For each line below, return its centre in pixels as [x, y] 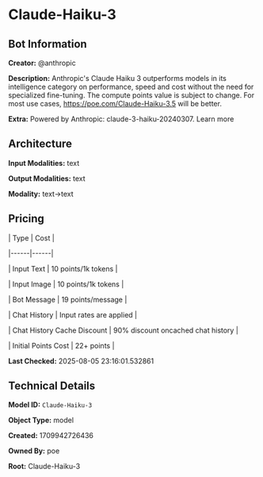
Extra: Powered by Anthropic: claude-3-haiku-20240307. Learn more [121, 119]
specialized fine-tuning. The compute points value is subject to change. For [131, 95]
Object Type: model [41, 420]
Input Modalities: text [44, 163]
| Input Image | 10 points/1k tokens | [66, 284]
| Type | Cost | [32, 238]
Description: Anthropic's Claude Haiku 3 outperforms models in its [118, 78]
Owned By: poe [34, 451]
